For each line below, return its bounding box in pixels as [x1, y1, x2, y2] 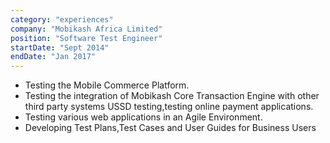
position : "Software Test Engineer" [10, 33, 163, 43]
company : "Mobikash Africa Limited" [10, 24, 163, 34]
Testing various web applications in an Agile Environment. [24, 111, 263, 123]
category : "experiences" [10, 14, 114, 25]
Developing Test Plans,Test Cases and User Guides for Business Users [24, 122, 317, 134]
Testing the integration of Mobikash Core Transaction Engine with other [24, 90, 320, 102]
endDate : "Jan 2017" [10, 52, 97, 62]
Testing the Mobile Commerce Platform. [24, 79, 190, 91]
